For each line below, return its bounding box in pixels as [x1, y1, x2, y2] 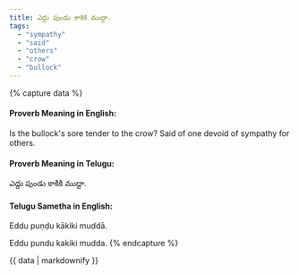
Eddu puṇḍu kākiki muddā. [9, 220, 107, 231]
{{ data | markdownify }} [9, 255, 99, 266]
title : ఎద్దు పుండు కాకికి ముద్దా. [9, 13, 112, 22]
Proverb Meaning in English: [9, 108, 117, 119]
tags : [9, 21, 30, 30]
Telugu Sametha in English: [9, 201, 114, 211]
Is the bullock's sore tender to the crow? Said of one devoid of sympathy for [9, 128, 290, 139]
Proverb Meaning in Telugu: [9, 158, 115, 168]
